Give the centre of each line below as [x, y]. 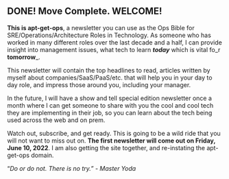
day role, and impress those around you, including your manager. [99, 84]
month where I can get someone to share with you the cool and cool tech [110, 105]
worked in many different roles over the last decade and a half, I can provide [115, 42]
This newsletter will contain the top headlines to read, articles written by [109, 70]
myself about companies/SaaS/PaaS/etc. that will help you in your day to [110, 77]
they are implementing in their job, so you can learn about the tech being [110, 112]
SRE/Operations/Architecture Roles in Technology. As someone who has [109, 35]
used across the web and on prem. [56, 120]
